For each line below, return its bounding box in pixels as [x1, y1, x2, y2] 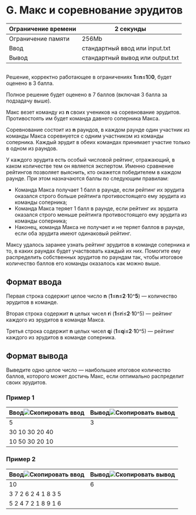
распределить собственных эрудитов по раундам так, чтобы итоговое [6, 254, 183, 261]
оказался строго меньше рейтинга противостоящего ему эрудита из [14, 212, 187, 219]
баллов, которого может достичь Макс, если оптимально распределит [6, 373, 184, 380]
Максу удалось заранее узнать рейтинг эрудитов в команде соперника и [6, 241, 190, 248]
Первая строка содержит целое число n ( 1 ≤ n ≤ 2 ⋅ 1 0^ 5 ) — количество [6, 292, 177, 299]
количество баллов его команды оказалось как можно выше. [6, 260, 161, 267]
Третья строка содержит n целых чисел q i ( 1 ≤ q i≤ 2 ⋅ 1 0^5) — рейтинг [6, 328, 174, 335]
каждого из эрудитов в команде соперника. [6, 334, 116, 341]
